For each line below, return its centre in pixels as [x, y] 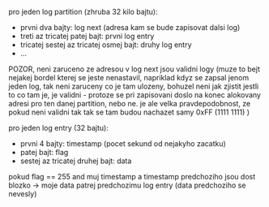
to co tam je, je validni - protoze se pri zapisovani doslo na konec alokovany [135, 95]
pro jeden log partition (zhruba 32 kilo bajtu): [83, 12]
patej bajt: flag [44, 152]
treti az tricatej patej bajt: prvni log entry [87, 36]
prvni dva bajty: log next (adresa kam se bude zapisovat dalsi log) [130, 27]
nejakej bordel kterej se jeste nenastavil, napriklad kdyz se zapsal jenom [129, 78]
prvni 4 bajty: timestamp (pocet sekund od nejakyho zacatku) [123, 144]
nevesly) [23, 194]
